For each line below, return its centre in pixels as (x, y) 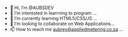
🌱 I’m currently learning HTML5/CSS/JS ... (53, 18)
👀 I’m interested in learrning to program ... (53, 13)
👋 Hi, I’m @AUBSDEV (32, 8)
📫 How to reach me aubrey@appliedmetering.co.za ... (67, 29)
